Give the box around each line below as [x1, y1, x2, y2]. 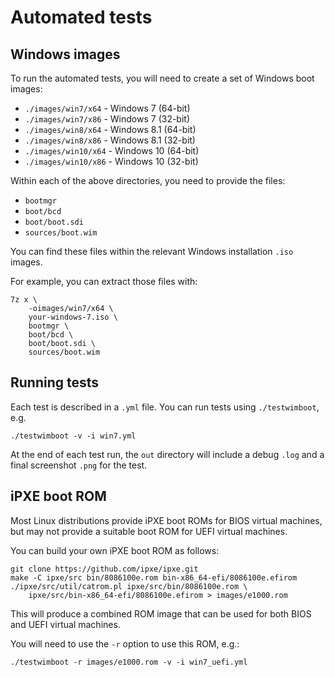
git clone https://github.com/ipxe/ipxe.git [10, 564, 199, 574]
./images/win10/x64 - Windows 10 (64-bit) [24, 145, 200, 156]
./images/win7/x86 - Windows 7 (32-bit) [24, 113, 191, 125]
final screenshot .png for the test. [10, 459, 148, 471]
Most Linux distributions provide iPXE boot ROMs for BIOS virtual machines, [10, 514, 323, 526]
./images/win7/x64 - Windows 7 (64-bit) [24, 102, 191, 114]
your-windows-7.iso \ [28, 312, 118, 322]
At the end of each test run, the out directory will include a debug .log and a [10, 448, 325, 460]
